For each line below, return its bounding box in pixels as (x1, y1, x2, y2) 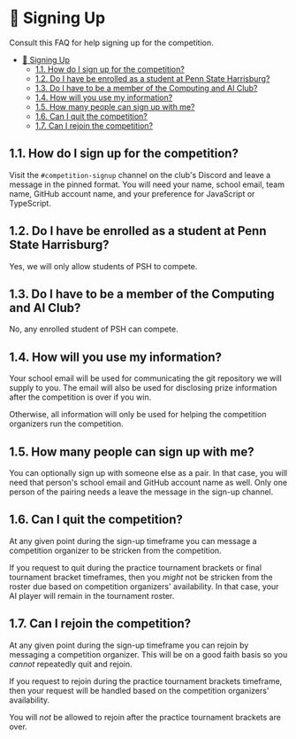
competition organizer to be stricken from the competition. (9, 545, 223, 556)
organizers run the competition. (9, 418, 124, 429)
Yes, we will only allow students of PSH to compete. (9, 261, 198, 271)
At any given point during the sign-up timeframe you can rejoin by (9, 640, 249, 650)
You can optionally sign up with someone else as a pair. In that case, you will (9, 468, 288, 478)
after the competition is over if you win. (9, 392, 152, 402)
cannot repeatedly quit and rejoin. (9, 658, 133, 669)
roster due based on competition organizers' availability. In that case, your (9, 580, 279, 592)
